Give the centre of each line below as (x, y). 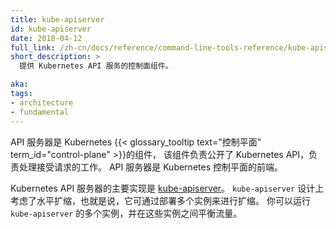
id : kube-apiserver (51, 29)
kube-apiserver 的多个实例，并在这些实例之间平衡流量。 (126, 213)
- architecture (42, 102)
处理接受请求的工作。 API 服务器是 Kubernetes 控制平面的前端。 (150, 167)
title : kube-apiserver (57, 19)
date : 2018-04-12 (46, 38)
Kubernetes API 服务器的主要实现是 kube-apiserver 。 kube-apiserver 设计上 (167, 188)
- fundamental (40, 112)
